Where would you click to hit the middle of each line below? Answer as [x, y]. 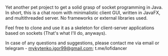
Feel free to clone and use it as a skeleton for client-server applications [80, 28]
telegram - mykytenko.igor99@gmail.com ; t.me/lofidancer [66, 48]
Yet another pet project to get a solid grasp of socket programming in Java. [84, 7]
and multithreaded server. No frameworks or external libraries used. [76, 18]
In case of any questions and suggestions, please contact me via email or [82, 43]
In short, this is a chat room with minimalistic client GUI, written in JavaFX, [83, 13]
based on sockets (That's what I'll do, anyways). [56, 33]
